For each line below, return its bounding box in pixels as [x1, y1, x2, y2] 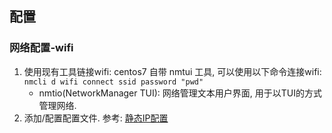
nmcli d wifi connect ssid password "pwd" [23, 77, 204, 87]
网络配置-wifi [9, 41, 74, 55]
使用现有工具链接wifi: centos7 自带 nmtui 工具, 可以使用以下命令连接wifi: [23, 65, 322, 77]
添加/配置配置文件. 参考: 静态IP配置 [23, 112, 169, 124]
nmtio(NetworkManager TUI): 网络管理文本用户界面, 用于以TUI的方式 [38, 87, 322, 99]
